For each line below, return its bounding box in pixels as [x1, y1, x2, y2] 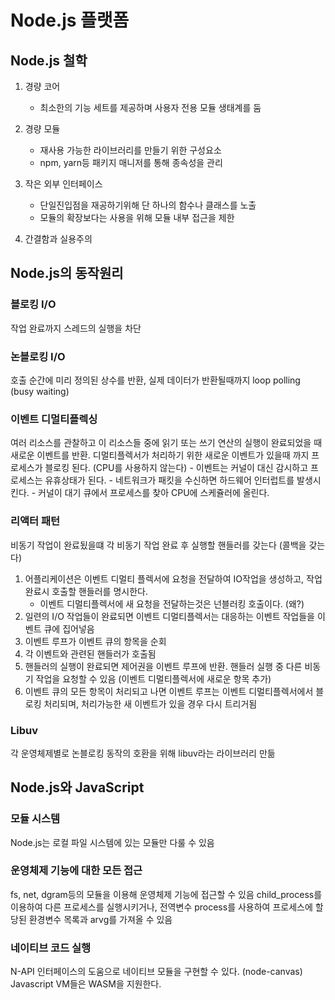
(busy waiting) [10, 385, 70, 397]
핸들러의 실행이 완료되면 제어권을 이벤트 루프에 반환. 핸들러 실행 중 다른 [24, 660, 303, 672]
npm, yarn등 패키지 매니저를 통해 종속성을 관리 [39, 157, 223, 168]
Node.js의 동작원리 [10, 265, 124, 282]
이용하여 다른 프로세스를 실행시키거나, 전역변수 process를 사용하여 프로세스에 [10, 901, 313, 913]
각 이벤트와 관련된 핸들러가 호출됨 [24, 647, 157, 660]
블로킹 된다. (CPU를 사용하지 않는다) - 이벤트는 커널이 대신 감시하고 [44, 462, 309, 474]
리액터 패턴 [10, 514, 61, 528]
